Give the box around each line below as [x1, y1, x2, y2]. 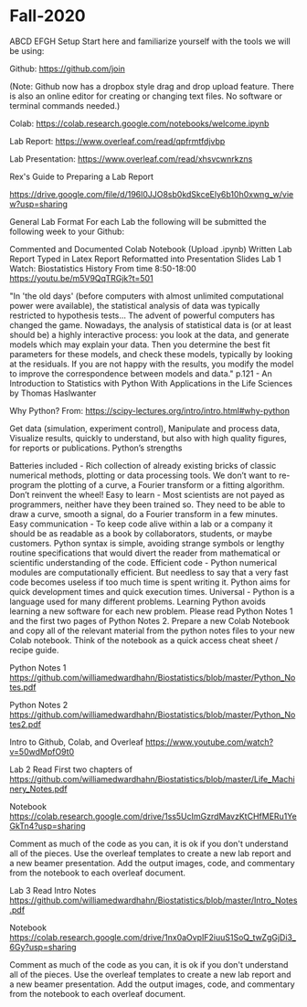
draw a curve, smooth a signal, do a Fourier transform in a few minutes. [9, 508, 279, 519]
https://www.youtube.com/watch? [144, 737, 274, 747]
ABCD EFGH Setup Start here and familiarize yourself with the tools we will [9, 36, 291, 47]
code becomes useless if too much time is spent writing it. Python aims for [9, 577, 291, 588]
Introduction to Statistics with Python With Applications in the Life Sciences [9, 377, 293, 388]
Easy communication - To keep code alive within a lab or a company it [9, 518, 273, 529]
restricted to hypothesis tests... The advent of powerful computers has [9, 310, 276, 321]
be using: [9, 45, 45, 56]
